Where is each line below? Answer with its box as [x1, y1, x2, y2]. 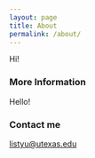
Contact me [9, 118, 61, 130]
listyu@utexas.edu [9, 138, 77, 149]
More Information [9, 76, 86, 89]
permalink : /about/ [9, 29, 82, 38]
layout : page [9, 12, 58, 22]
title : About [9, 21, 58, 30]
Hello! [9, 96, 31, 107]
